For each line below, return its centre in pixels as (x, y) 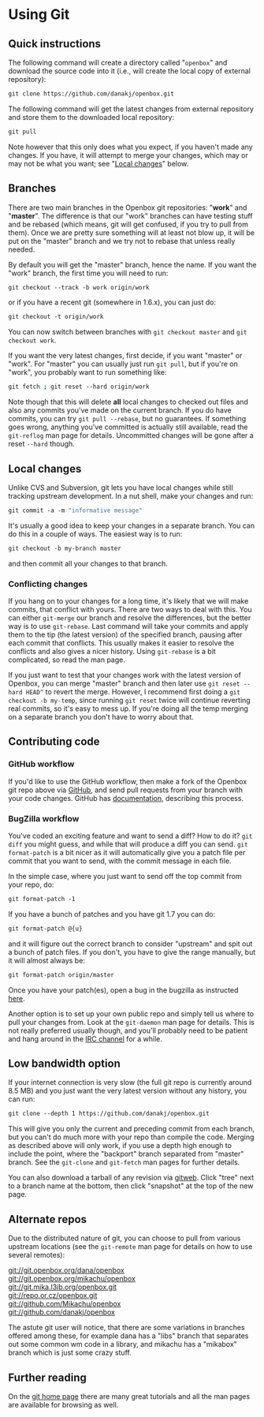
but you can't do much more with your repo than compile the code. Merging (131, 1137)
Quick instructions (54, 44)
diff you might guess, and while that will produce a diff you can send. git (128, 844)
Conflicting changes (48, 584)
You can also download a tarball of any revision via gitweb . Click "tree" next (131, 1178)
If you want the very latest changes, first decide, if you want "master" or (125, 356)
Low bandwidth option (64, 1064)
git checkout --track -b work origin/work (79, 287)
